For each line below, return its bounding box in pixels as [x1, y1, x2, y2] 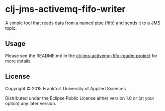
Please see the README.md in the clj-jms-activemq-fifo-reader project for [5, 53, 158, 58]
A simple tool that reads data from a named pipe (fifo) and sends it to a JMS [5, 20, 161, 26]
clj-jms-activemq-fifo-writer [5, 3, 126, 15]
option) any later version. [5, 100, 56, 106]
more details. [5, 58, 32, 64]
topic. [5, 25, 17, 31]
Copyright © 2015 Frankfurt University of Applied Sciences [5, 85, 126, 91]
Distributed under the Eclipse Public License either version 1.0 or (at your [5, 95, 155, 101]
